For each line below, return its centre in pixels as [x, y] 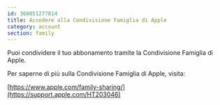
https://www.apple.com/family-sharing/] [67, 87]
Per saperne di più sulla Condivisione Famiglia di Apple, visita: [96, 74]
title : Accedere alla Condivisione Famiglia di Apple [87, 20]
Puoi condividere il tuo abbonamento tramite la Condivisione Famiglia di [110, 53]
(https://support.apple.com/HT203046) [64, 95]
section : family [31, 33]
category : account [34, 26]
